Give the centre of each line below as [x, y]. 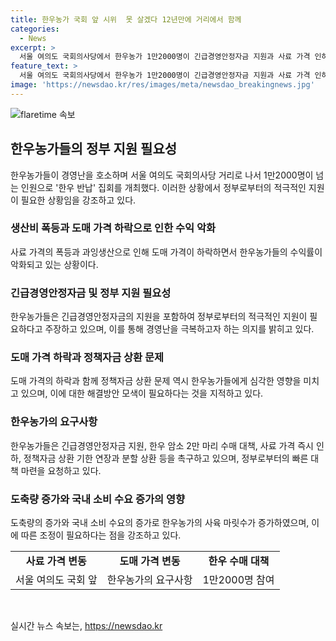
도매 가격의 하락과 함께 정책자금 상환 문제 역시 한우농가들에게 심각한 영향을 [156, 381]
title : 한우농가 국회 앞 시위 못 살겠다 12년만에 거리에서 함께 [126, 19]
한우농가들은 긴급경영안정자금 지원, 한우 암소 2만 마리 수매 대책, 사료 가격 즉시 [162, 445]
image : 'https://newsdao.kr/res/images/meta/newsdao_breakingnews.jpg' [162, 85]
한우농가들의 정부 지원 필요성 [94, 149]
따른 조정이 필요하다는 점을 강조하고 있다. [101, 535]
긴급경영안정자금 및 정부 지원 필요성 [91, 293]
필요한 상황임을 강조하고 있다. [78, 200]
